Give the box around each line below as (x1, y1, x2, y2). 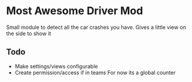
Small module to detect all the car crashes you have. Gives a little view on (6, 24, 186, 31)
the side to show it (6, 29, 52, 37)
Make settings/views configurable (14, 63, 98, 70)
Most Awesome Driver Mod (6, 4, 143, 18)
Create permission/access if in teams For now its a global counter (14, 69, 176, 76)
